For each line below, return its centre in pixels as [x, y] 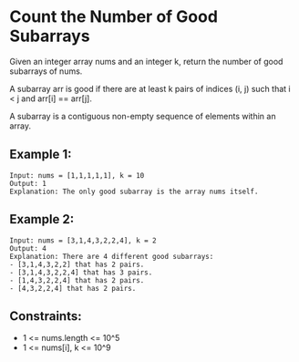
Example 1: [41, 155]
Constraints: [46, 316]
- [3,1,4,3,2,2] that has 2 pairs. [77, 264]
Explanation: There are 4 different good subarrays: [112, 256]
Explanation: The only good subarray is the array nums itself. [134, 191]
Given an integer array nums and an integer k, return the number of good [146, 61]
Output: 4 [28, 248]
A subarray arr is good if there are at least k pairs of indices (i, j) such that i [150, 88]
